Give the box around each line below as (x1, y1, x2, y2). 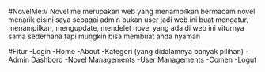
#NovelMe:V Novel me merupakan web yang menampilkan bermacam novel (8, 7, 256, 16)
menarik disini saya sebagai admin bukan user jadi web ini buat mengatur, (8, 15, 249, 24)
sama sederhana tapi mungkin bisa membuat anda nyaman (8, 31, 201, 41)
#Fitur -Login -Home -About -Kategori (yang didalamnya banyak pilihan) (8, 47, 244, 56)
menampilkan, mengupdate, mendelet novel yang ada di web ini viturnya (8, 23, 244, 32)
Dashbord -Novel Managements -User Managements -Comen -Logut (31, 55, 257, 64)
